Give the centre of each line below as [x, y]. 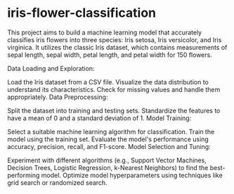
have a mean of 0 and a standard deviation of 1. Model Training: [99, 118]
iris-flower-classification [82, 13]
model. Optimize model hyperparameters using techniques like [132, 175]
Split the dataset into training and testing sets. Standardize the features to [114, 110]
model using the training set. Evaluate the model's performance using [108, 139]
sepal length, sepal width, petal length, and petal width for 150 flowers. [110, 55]
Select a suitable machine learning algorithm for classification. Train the [111, 131]
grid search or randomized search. [57, 182]
